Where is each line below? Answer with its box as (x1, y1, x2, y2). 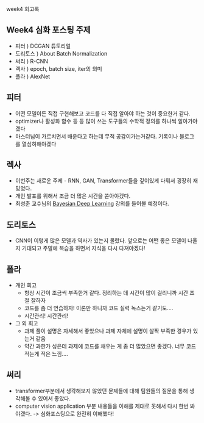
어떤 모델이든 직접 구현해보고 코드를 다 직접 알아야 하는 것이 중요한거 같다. (15, 109, 191, 117)
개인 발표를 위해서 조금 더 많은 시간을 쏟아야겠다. (15, 192, 131, 200)
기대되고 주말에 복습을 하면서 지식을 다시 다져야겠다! (21, 245, 146, 252)
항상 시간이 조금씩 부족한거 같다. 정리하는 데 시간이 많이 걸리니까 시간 (24, 289, 189, 297)
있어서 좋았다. (38, 394, 71, 402)
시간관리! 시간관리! (24, 312, 69, 319)
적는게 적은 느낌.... (24, 350, 68, 358)
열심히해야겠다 (21, 140, 57, 148)
